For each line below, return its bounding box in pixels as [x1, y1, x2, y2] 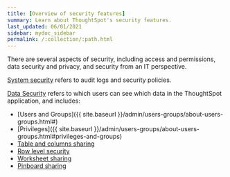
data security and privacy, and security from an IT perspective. [7, 62, 187, 71]
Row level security [17, 147, 70, 155]
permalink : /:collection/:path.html [7, 36, 113, 43]
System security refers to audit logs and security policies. [7, 76, 172, 84]
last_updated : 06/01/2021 [7, 23, 82, 30]
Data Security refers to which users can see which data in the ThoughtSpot [7, 90, 222, 98]
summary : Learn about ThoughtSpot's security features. [7, 17, 172, 24]
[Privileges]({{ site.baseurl [17, 125, 93, 133]
